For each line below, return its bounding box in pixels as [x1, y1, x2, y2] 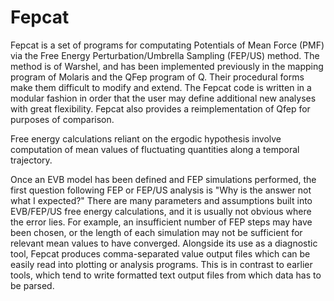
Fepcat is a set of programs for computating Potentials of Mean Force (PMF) [10, 39, 325, 51]
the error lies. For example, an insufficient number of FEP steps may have [10, 216, 313, 228]
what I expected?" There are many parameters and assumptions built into [10, 194, 313, 206]
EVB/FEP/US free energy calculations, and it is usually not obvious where [10, 205, 312, 217]
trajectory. [10, 154, 53, 166]
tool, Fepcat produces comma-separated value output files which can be [10, 247, 311, 260]
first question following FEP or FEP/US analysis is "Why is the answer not [10, 184, 312, 196]
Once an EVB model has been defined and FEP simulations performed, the [10, 173, 317, 185]
